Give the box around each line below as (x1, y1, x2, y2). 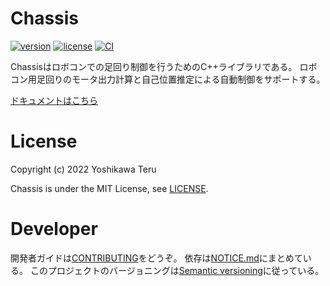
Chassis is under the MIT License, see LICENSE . (10, 182, 209, 194)
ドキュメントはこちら (10, 94, 98, 106)
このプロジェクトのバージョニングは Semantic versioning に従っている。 (29, 264, 325, 276)
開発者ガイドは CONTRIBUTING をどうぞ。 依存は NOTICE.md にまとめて (10, 252, 303, 264)
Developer (10, 218, 98, 241)
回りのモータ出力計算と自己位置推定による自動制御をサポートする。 (44, 73, 326, 85)
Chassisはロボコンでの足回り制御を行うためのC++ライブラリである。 (10, 60, 298, 72)
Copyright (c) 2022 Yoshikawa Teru (10, 163, 157, 175)
